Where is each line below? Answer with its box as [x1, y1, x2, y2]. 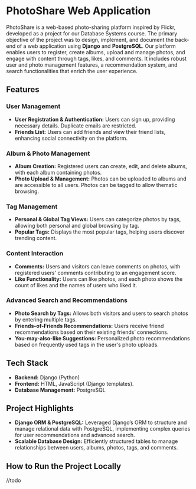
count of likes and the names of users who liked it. [14, 281, 138, 288]
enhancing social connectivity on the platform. [14, 134, 128, 142]
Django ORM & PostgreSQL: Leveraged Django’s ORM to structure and [14, 419, 187, 426]
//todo [6, 477, 21, 484]
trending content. [14, 235, 57, 242]
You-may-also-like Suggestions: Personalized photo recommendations [14, 334, 190, 342]
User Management [6, 102, 61, 110]
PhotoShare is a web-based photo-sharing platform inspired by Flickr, [6, 24, 176, 31]
